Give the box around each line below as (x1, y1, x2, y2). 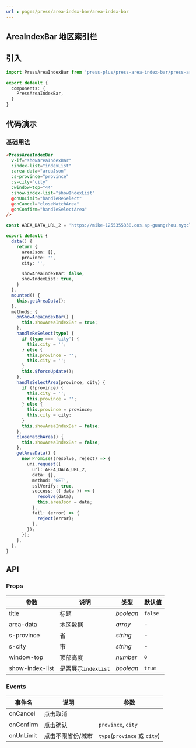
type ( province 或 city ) (98, 732, 160, 740)
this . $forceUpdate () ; (21, 369, 75, 375)
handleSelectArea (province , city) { (16, 379, 106, 385)
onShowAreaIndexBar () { (16, 314, 75, 320)
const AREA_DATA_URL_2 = (6, 222, 66, 228)
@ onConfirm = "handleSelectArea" (11, 206, 87, 212)
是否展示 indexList (60, 664, 110, 672)
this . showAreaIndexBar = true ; (21, 320, 98, 325)
